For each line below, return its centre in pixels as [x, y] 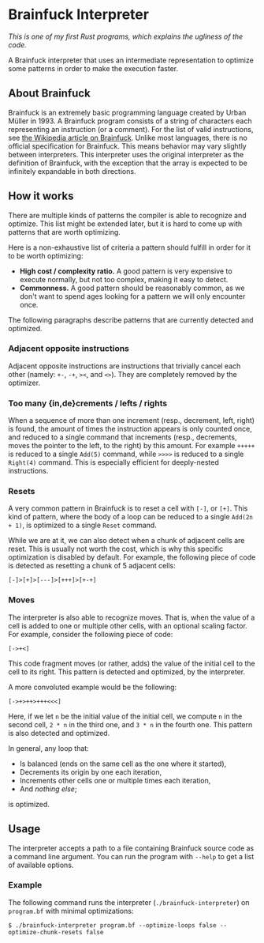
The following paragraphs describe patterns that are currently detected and [131, 320]
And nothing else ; [48, 789]
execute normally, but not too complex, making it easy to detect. [124, 279]
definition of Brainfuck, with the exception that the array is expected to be [128, 163]
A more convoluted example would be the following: [93, 687]
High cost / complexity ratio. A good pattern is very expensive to [126, 271]
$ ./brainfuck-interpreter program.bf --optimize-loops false [112, 925]
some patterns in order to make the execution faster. [93, 68]
